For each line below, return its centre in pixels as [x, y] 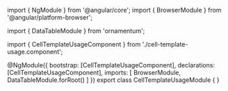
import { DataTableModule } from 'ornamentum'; [76, 31]
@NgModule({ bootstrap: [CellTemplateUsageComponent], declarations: [111, 65]
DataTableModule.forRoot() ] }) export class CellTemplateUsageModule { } [114, 80]
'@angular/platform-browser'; [50, 17]
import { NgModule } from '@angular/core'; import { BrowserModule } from [114, 10]
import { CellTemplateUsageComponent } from [74, 44]
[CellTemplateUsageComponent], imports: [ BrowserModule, [94, 73]
